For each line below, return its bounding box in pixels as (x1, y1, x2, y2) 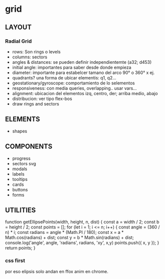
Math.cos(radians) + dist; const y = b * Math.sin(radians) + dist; (5, 234, 134, 241)
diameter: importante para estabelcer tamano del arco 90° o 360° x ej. (12, 70, 155, 76)
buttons (12, 186, 28, 192)
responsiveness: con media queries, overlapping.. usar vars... (12, 85, 137, 91)
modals (12, 166, 27, 172)
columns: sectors (12, 54, 48, 60)
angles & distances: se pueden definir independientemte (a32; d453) (12, 59, 152, 65)
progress (12, 155, 31, 161)
